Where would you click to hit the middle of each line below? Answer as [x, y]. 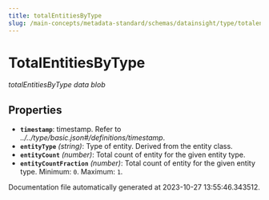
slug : [17, 23]
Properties [35, 110]
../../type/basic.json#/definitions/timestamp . [92, 138]
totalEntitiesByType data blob [57, 85]
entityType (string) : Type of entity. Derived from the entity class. [126, 146]
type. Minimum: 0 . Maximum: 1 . [71, 172]
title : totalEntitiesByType [55, 16]
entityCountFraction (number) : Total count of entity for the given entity [138, 163]
